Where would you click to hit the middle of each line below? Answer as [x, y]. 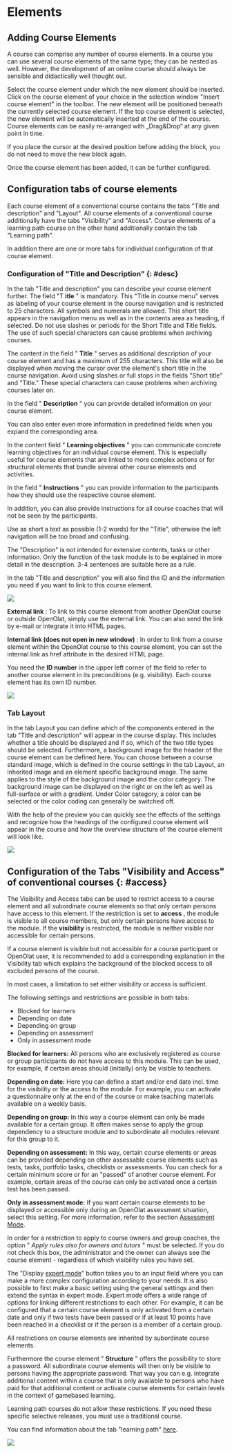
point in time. [26, 133]
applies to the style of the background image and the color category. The [111, 779]
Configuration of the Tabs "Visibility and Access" [116, 871]
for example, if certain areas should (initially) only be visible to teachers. [109, 1069]
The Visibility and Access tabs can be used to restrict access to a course [111, 899]
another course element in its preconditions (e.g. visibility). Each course [109, 675]
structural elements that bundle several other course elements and [102, 467]
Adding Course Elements [62, 38]
